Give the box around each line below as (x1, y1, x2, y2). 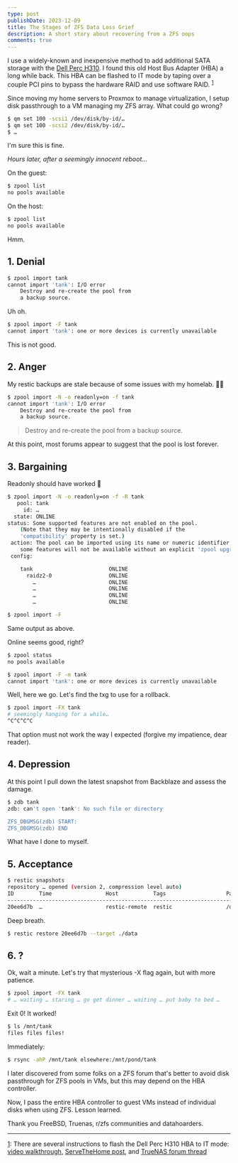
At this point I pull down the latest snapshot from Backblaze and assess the (7, 777, 227, 786)
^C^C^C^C (7, 718, 33, 725)
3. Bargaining (7, 460, 67, 472)
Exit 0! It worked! (7, 1010, 57, 1018)
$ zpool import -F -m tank (7, 671, 87, 678)
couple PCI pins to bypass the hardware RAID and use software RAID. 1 (7, 79, 214, 89)
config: (10, 552, 33, 560)
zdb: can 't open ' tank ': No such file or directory (7, 805, 163, 812)
